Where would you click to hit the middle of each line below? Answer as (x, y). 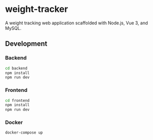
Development (26, 44)
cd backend (16, 68)
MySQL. (13, 28)
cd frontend (17, 100)
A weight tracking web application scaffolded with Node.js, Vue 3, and (76, 23)
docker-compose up (24, 133)
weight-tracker (37, 9)
